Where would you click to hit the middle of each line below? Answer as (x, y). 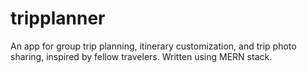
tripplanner (58, 18)
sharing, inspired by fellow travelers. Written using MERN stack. (141, 56)
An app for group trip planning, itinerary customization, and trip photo (153, 46)
